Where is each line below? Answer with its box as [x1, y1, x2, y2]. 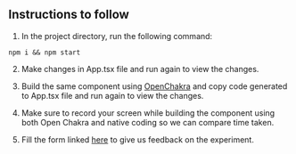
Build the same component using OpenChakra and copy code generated [21, 80, 288, 92]
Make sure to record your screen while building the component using [21, 107, 275, 118]
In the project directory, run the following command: [21, 30, 213, 41]
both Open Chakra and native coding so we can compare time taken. [21, 117, 275, 127]
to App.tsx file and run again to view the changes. [21, 90, 204, 101]
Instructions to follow [8, 7, 130, 22]
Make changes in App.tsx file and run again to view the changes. [21, 63, 259, 74]
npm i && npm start [8, 48, 81, 57]
